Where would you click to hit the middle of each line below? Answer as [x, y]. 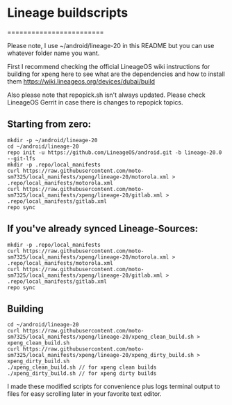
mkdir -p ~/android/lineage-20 [52, 140]
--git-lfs [22, 158]
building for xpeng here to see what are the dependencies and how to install [116, 74]
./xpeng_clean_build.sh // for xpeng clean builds [82, 367]
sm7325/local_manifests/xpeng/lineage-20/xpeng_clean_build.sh [101, 337]
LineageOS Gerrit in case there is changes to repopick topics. [95, 102]
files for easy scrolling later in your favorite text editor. [84, 394]
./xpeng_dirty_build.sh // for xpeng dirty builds [82, 374]
